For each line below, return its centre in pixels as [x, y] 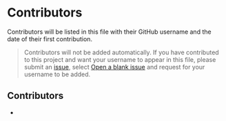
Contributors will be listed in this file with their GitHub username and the [109, 32]
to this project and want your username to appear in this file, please [120, 59]
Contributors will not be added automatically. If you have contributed [121, 52]
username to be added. [57, 74]
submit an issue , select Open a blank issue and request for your [114, 67]
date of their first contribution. [50, 38]
